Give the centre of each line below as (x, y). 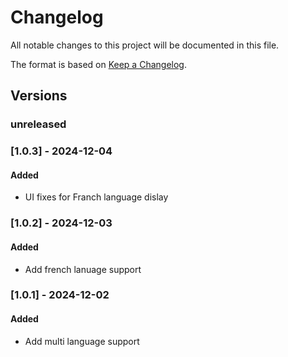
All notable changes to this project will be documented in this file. (145, 45)
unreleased (38, 124)
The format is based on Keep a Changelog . (98, 64)
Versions (39, 96)
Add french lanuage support (83, 269)
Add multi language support (82, 341)
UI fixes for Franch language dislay (96, 197)
